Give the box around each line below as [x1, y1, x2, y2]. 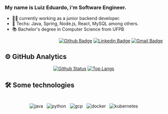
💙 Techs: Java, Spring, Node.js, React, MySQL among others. [12, 20, 139, 26]
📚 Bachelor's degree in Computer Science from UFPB [12, 26, 124, 32]
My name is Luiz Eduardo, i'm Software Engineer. [5, 4, 126, 11]
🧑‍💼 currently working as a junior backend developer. [12, 15, 121, 21]
